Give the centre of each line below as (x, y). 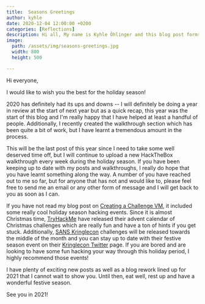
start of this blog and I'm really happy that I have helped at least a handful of (102, 117)
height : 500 (27, 57)
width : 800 (26, 52)
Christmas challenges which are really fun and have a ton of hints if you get (101, 225)
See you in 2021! (27, 294)
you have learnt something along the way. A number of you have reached (99, 174)
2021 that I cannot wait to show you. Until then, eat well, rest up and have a (101, 276)
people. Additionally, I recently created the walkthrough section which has (99, 124)
